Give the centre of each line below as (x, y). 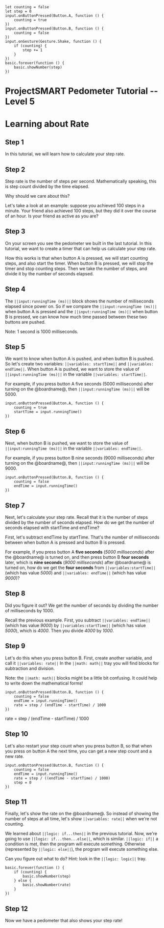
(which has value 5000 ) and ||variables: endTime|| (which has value (76, 573)
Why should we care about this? (37, 196)
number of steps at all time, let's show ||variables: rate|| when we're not (81, 819)
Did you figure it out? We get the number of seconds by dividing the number (82, 605)
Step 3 (15, 231)
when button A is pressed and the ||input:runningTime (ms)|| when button (82, 311)
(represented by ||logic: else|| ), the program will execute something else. (82, 849)
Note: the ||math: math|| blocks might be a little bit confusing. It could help (81, 678)
